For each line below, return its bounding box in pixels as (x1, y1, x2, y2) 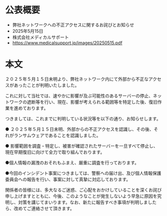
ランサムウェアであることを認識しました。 (13, 132, 101, 138)
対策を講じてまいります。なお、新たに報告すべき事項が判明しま (18, 199, 148, 205)
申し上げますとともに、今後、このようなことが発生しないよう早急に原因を (5, 193, 158, 199)
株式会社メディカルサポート (12, 34, 69, 40)
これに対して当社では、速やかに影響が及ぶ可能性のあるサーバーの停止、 (5, 93, 153, 99)
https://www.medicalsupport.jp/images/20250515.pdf (12, 40, 123, 46)
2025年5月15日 (12, 28, 44, 34)
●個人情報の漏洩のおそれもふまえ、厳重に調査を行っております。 (5, 160, 139, 165)
